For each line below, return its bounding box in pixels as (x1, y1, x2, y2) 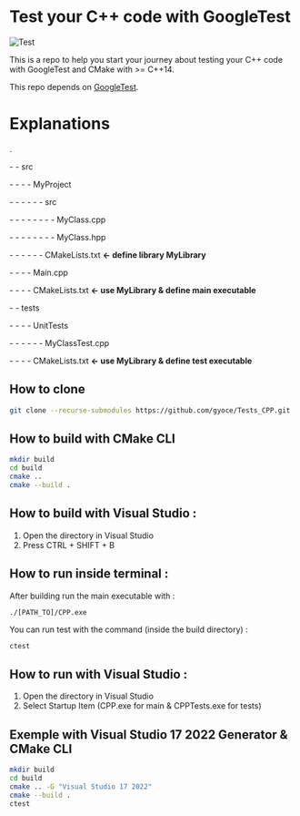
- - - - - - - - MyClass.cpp (9, 214, 106, 225)
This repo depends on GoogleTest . (9, 81, 139, 92)
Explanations (9, 114, 111, 134)
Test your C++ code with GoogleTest (9, 6, 291, 27)
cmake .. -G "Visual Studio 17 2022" (9, 781, 153, 791)
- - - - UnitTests (9, 320, 69, 331)
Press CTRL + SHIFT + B (22, 539, 115, 550)
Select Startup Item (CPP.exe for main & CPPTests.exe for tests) (22, 700, 262, 711)
